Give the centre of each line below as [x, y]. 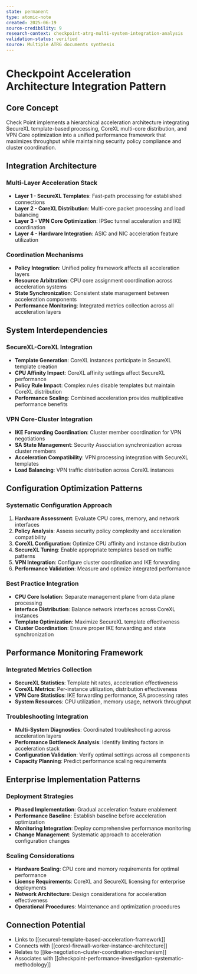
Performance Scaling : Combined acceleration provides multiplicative [99, 398]
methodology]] [33, 965]
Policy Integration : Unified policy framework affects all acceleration [97, 268]
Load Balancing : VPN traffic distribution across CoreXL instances [94, 470]
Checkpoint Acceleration [69, 74]
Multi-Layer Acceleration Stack [52, 183]
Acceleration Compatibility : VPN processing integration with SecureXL [101, 457]
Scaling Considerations [40, 856]
